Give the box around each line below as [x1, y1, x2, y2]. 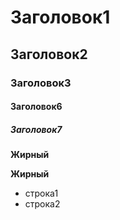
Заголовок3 [10, 76, 72, 90]
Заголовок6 [10, 101, 63, 113]
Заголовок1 [10, 6, 111, 29]
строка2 [24, 198, 61, 210]
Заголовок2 [10, 46, 88, 63]
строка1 [24, 187, 59, 200]
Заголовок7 [10, 123, 63, 135]
